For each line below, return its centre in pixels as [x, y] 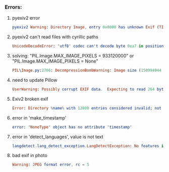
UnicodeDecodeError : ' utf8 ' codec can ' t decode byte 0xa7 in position [88, 46]
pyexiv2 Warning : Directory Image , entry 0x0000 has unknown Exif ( [86, 27]
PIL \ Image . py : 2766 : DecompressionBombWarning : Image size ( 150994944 [87, 71]
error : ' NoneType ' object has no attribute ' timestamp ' [72, 127]
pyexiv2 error [26, 18]
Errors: [13, 7]
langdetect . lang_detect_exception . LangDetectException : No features [86, 146]
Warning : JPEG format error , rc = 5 [50, 165]
